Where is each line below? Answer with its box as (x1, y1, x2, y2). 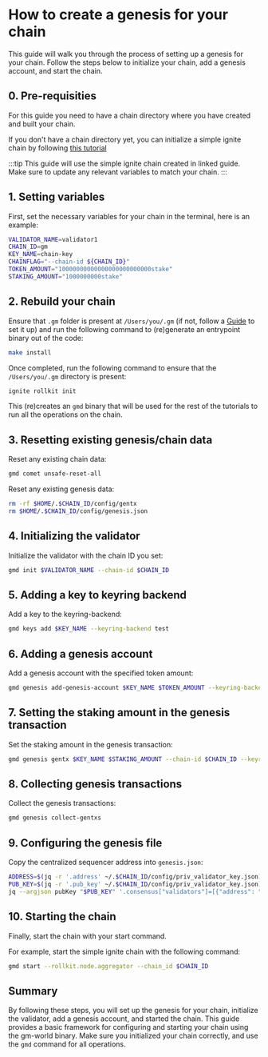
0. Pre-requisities (8, 90, 97, 103)
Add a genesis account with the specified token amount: (8, 668, 194, 678)
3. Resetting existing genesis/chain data (8, 433, 213, 446)
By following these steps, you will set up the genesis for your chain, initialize (8, 1006, 258, 1015)
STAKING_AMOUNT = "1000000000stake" (8, 272, 124, 281)
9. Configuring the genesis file (8, 836, 163, 850)
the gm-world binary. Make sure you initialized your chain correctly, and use (8, 1031, 258, 1041)
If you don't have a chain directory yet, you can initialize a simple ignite (8, 134, 242, 144)
